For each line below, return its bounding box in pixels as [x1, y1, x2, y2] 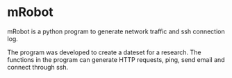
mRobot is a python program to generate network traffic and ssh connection [7, 27, 226, 36]
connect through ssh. [7, 63, 69, 71]
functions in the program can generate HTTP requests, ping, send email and [7, 55, 225, 63]
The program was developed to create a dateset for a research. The [7, 48, 201, 56]
